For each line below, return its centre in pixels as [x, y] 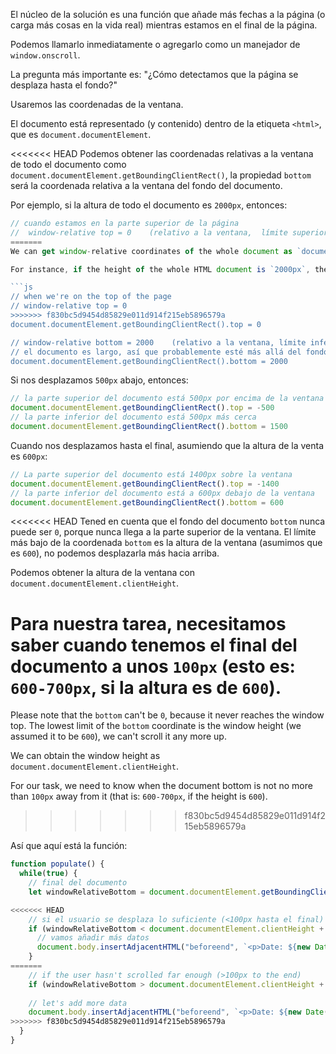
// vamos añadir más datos [93, 938]
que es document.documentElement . [81, 134]
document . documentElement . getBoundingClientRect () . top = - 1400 [145, 484]
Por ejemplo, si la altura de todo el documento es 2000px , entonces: [149, 205]
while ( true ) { [48, 874]
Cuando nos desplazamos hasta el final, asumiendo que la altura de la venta [167, 445]
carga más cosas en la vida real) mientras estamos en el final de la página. [164, 25]
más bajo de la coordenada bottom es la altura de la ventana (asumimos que [166, 543]
